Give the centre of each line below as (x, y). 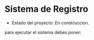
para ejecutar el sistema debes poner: (43, 32)
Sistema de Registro (47, 9)
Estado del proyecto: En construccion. (50, 23)
